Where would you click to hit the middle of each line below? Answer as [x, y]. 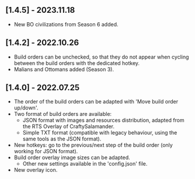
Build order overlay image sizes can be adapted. [72, 157]
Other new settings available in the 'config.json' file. [85, 164]
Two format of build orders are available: [63, 114]
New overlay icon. [36, 170]
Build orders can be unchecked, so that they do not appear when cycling [101, 57]
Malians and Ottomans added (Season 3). [64, 69]
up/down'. [26, 108]
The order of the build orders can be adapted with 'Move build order [96, 102]
